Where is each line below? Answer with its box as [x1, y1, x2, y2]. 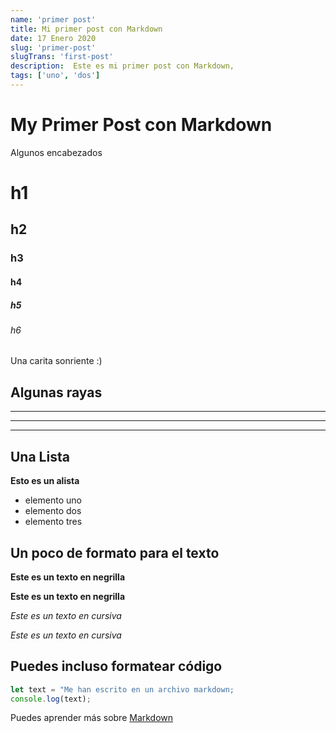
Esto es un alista [10, 475, 80, 487]
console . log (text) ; [10, 694, 92, 704]
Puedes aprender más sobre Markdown [10, 712, 174, 724]
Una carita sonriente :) [10, 355, 103, 367]
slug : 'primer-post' [10, 42, 97, 53]
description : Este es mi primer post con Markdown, [10, 61, 235, 71]
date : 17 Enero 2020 [10, 33, 97, 43]
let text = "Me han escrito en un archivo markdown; [10, 684, 235, 695]
